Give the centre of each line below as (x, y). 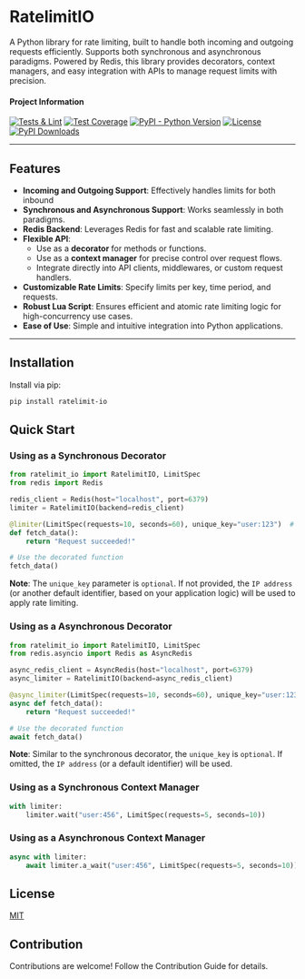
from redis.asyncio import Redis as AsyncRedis (101, 654)
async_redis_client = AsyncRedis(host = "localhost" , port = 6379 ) (132, 671)
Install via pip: (35, 385)
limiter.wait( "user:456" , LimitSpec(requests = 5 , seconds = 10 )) (146, 815)
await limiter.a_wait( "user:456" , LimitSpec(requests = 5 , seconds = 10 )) (162, 865)
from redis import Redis (56, 483)
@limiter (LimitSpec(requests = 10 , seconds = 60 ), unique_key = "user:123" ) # (152, 524)
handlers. (54, 277)
